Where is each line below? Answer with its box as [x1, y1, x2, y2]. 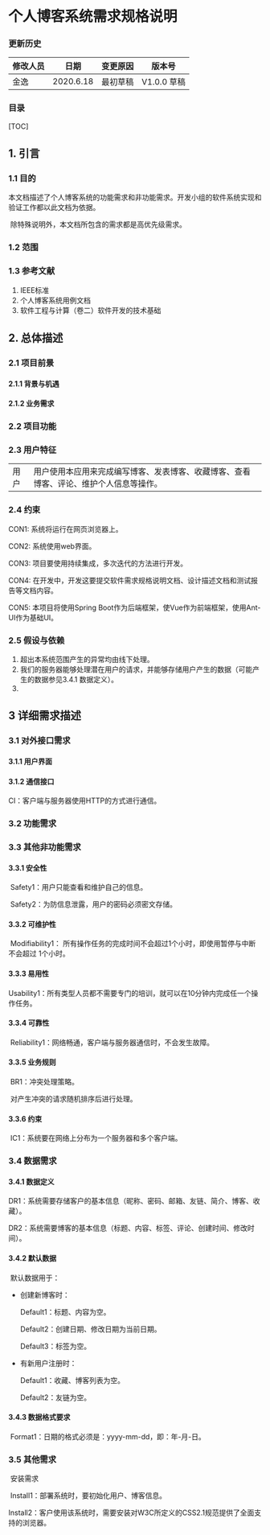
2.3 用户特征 [8, 444, 57, 455]
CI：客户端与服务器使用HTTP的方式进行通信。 [8, 796, 162, 805]
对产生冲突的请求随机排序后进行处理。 [10, 1093, 137, 1103]
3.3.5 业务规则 [8, 1057, 56, 1067]
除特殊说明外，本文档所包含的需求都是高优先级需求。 [10, 220, 186, 229]
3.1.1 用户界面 [8, 756, 52, 766]
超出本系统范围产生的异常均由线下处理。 [19, 655, 154, 664]
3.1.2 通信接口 [8, 776, 55, 786]
